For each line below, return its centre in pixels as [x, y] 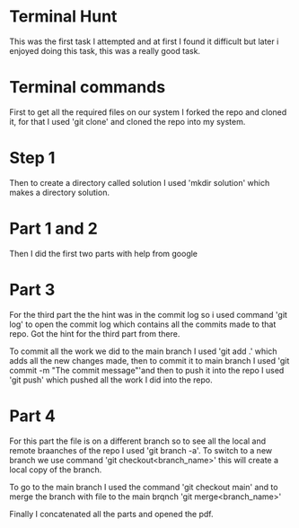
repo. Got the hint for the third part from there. [95, 333]
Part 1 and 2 [54, 229]
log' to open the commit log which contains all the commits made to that [143, 324]
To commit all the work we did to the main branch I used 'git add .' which [143, 351]
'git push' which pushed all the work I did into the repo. [111, 380]
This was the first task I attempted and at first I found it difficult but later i [144, 41]
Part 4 [32, 416]
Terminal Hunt [63, 17]
